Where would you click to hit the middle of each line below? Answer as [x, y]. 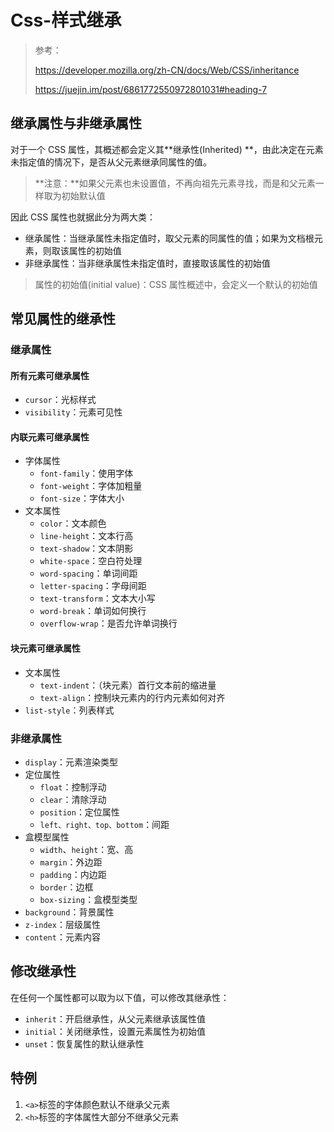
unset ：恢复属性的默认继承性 [84, 1043]
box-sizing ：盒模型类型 [88, 899]
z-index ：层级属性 [62, 924]
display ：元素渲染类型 [71, 762]
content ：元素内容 [62, 937]
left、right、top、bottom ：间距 [104, 824]
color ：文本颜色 [73, 523]
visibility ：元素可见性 [73, 412]
